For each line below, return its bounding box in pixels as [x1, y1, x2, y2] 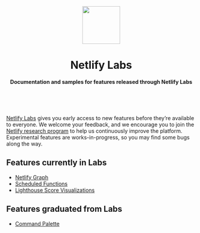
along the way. [6, 140, 43, 147]
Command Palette [14, 220, 60, 227]
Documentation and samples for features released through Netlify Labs [10, 78, 193, 85]
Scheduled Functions [14, 180, 68, 187]
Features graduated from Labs [6, 204, 122, 214]
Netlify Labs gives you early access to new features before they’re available [6, 114, 195, 121]
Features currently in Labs [6, 158, 107, 168]
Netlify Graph [14, 173, 49, 180]
